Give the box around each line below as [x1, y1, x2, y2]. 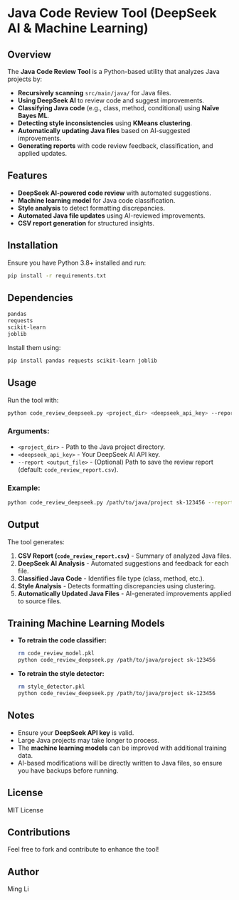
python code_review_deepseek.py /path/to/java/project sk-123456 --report [7, 499, 234, 506]
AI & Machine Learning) [7, 20, 149, 36]
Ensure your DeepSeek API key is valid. [17, 728, 134, 737]
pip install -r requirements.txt [7, 272, 107, 279]
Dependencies [7, 292, 73, 304]
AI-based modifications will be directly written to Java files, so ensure [17, 758, 223, 767]
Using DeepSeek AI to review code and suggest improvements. [17, 96, 205, 105]
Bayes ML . [17, 112, 50, 120]
